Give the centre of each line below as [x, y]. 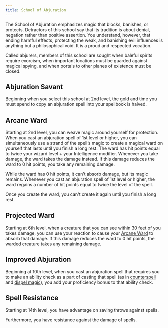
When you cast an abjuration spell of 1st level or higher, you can [71, 138]
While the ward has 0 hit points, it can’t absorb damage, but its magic [77, 174]
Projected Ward [30, 216]
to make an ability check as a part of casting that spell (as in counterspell [81, 277]
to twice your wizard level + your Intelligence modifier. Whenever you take [82, 154]
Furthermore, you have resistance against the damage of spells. [71, 320]
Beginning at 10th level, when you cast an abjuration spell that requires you [82, 271]
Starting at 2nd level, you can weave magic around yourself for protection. [82, 132]
